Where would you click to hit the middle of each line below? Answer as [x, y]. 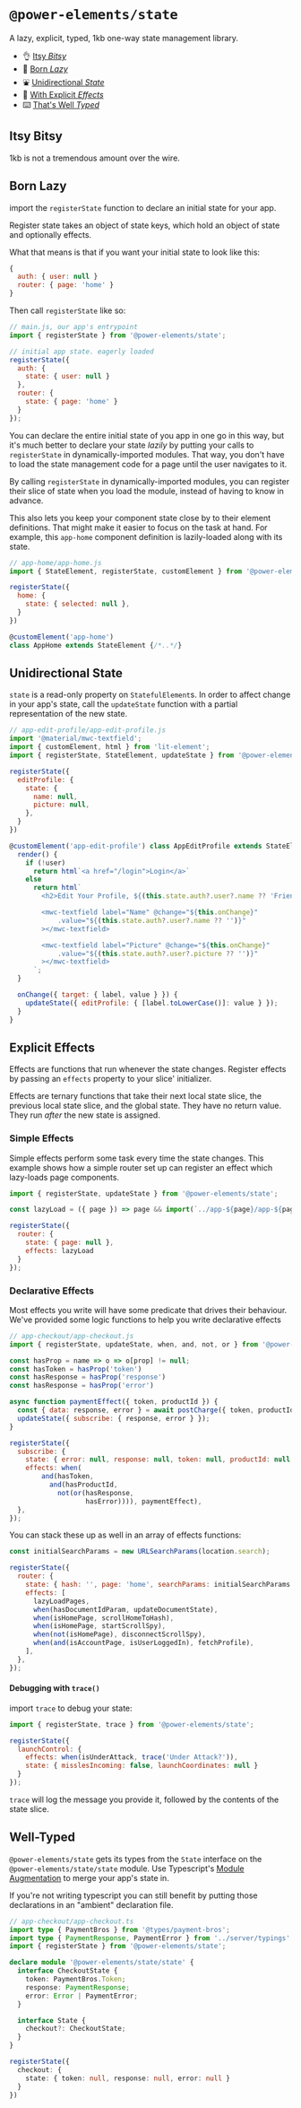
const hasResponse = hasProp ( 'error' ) [82, 1386]
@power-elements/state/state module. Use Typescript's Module [127, 1868]
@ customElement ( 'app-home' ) [62, 637]
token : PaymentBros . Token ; [76, 1980]
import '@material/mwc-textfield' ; [76, 739]
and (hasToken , [68, 1476]
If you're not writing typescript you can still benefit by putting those [133, 1895]
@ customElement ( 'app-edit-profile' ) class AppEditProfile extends [136, 846]
